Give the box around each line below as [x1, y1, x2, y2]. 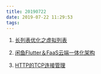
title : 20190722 [6, 8, 46, 15]
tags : [6, 20, 20, 25]
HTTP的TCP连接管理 [14, 62, 66, 69]
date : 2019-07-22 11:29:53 [6, 14, 73, 20]
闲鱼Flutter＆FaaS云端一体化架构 [14, 49, 95, 56]
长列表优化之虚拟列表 [14, 37, 67, 44]
